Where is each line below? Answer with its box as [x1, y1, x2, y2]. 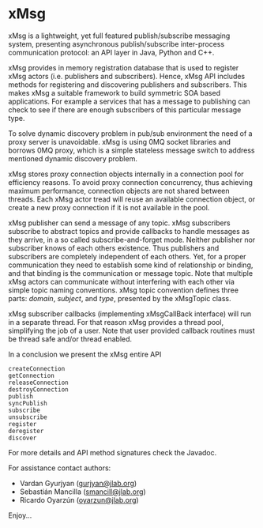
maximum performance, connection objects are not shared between [8, 186, 231, 195]
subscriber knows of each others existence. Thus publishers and [8, 243, 220, 253]
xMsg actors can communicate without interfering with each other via [8, 277, 235, 286]
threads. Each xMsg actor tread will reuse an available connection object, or [8, 194, 255, 204]
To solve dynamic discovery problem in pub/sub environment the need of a [8, 128, 253, 138]
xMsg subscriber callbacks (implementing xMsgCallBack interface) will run [8, 309, 252, 319]
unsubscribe [8, 413, 47, 421]
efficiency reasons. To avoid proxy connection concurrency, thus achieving [8, 177, 253, 187]
